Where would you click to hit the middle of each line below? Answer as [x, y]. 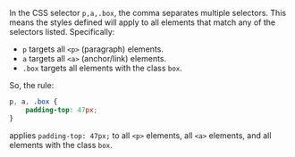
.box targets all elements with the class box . [102, 68]
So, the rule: [32, 85]
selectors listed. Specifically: [62, 32]
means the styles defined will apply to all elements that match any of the [142, 22]
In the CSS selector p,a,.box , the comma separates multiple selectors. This [148, 13]
